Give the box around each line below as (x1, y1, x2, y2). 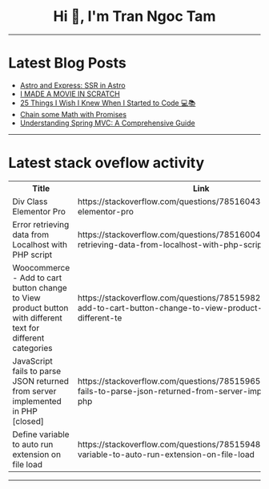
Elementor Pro (12, 206, 66, 217)
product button (12, 302, 69, 313)
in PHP (12, 405, 38, 417)
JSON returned (12, 375, 70, 386)
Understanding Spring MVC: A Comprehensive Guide (19, 118, 195, 128)
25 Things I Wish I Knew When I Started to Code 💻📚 (19, 98, 196, 108)
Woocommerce (12, 262, 70, 273)
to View (12, 292, 42, 304)
